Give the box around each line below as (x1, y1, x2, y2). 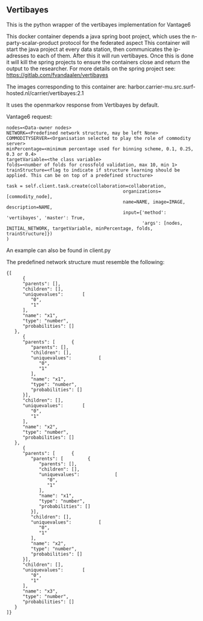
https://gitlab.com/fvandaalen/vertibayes (6, 71, 108, 78)
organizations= (122, 188, 162, 194)
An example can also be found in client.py (6, 247, 111, 254)
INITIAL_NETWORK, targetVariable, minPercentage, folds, (6, 225, 153, 231)
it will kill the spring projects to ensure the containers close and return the (6, 58, 190, 65)
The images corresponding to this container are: (6, 83, 127, 90)
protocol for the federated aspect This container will (59, 39, 190, 46)
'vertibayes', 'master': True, (6, 214, 85, 221)
